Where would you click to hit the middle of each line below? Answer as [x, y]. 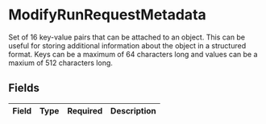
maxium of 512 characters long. [60, 63]
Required [85, 110]
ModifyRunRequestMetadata [108, 15]
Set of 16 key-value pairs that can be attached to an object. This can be [127, 37]
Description [133, 110]
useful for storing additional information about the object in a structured [127, 45]
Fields [24, 88]
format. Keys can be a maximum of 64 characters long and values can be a [133, 54]
